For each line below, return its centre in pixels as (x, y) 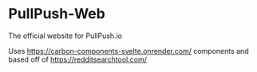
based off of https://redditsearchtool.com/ (78, 59)
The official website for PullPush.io (65, 36)
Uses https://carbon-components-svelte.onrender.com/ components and (128, 51)
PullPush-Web (57, 14)
